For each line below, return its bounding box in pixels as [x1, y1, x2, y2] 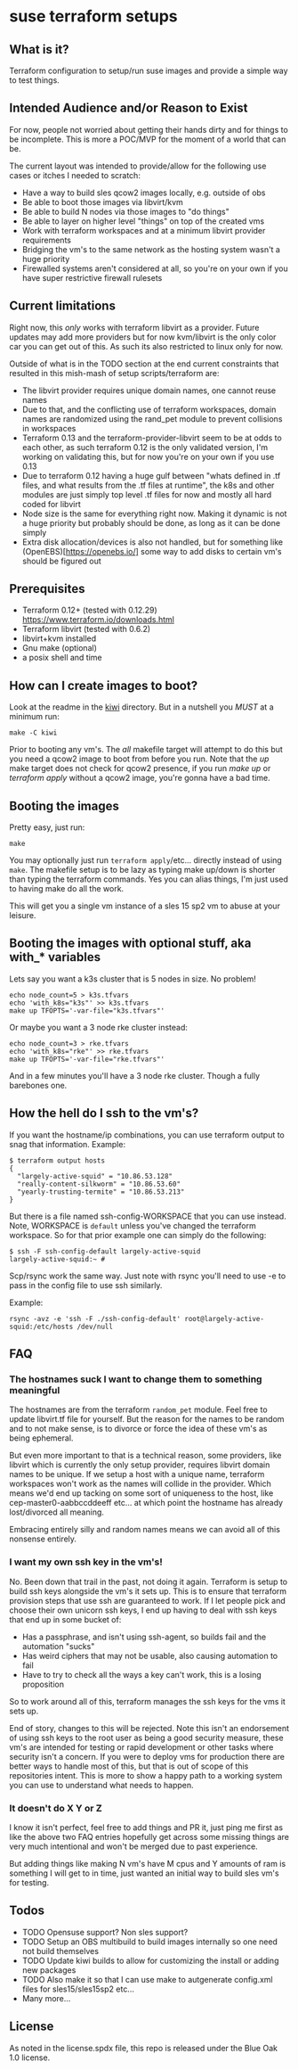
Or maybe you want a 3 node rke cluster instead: [9, 1022, 189, 1032]
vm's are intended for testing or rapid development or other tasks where [9, 1741, 274, 1753]
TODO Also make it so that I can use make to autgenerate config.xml [21, 1974, 273, 1984]
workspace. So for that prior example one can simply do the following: [9, 1229, 267, 1240]
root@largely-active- [183, 1314, 265, 1323]
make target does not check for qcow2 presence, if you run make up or [9, 763, 271, 774]
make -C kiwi [9, 728, 58, 737]
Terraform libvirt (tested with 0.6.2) [21, 624, 151, 635]
